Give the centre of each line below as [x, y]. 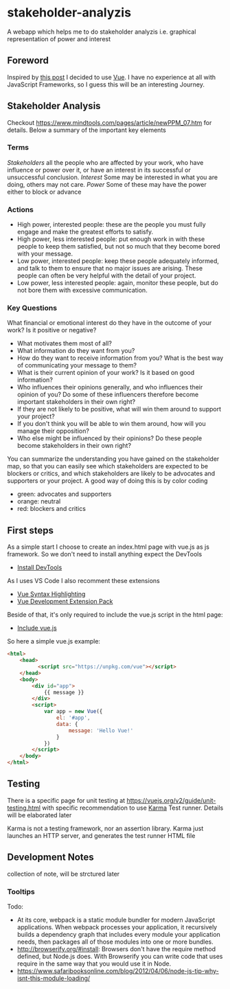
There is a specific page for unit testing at [66, 800]
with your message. [45, 254]
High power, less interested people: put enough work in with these [111, 239]
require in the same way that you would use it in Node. [94, 964]
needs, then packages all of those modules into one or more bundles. [115, 942]
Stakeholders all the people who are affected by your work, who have [105, 162]
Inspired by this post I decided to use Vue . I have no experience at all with [112, 77]
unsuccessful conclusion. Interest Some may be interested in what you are [113, 177]
